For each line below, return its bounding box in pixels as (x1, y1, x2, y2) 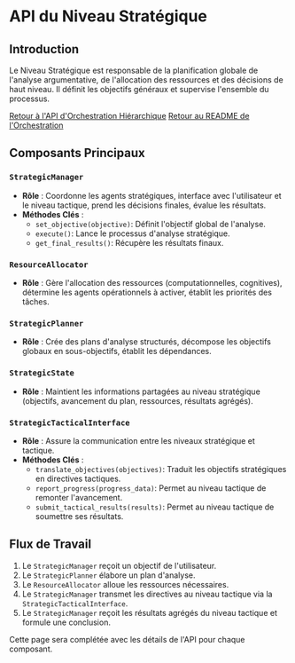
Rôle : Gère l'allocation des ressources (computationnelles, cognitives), (21, 277, 283, 288)
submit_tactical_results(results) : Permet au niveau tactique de (35, 501, 275, 512)
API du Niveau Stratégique (9, 6, 208, 27)
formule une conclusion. (21, 617, 111, 627)
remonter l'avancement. (35, 492, 123, 502)
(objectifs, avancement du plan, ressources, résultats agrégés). (21, 395, 254, 406)
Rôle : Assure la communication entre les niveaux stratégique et (21, 435, 255, 446)
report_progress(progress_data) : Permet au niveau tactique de (35, 482, 267, 493)
